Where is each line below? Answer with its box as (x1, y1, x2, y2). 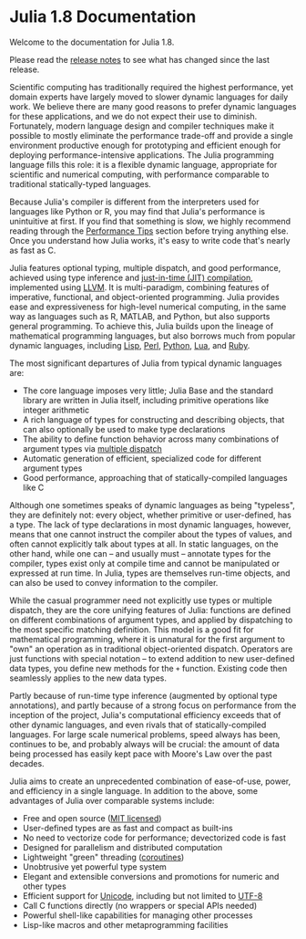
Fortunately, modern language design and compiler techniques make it (9, 120, 275, 131)
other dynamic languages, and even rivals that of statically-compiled (9, 719, 267, 730)
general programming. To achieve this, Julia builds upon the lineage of (9, 320, 274, 331)
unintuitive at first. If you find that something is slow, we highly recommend (9, 215, 291, 226)
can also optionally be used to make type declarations (22, 423, 226, 434)
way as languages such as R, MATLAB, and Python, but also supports (9, 310, 270, 321)
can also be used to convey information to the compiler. (9, 577, 219, 588)
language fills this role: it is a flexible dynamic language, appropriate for (9, 159, 278, 170)
